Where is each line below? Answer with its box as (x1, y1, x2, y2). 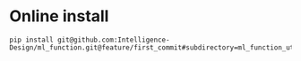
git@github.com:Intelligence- (56, 35, 170, 44)
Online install (9, 6, 109, 27)
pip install (9, 35, 54, 44)
